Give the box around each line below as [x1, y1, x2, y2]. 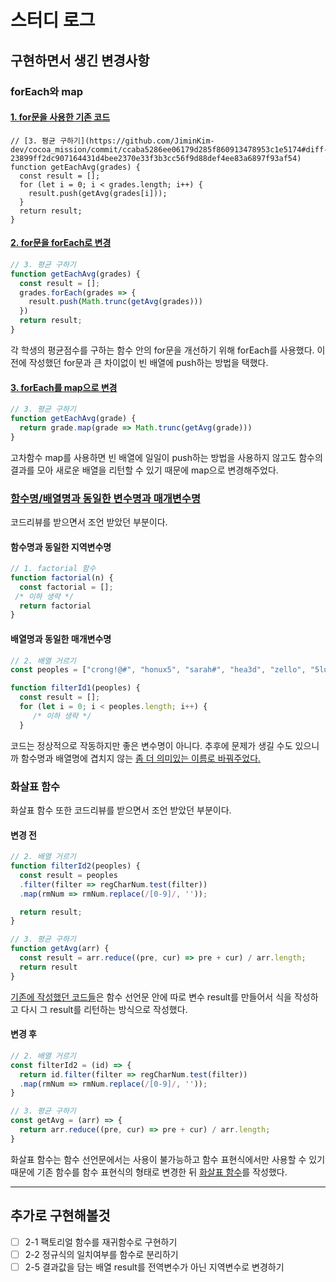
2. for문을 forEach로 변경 [10, 237, 112, 249]
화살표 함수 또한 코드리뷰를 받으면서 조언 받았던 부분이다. [10, 804, 232, 816]
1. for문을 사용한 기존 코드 [10, 111, 111, 123]
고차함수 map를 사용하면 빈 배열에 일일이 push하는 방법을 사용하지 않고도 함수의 [10, 451, 323, 463]
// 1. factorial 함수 [10, 564, 97, 574]
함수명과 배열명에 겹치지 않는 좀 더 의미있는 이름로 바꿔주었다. [20, 752, 262, 764]
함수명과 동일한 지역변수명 [10, 541, 112, 553]
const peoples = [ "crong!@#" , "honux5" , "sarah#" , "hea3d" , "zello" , [10, 665, 307, 675]
